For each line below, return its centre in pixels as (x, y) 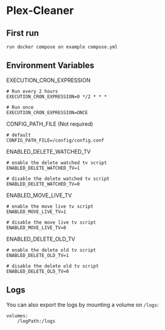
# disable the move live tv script (51, 222)
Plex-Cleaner (40, 11)
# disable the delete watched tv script (58, 179)
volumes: (17, 316)
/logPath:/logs (36, 321)
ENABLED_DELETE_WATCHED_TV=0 (43, 184)
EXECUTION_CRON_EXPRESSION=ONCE (47, 112)
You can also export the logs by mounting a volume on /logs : (82, 304)
